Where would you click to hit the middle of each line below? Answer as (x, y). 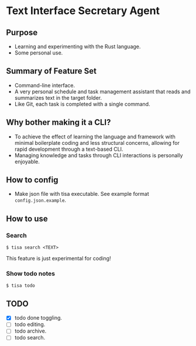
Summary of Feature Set (51, 71)
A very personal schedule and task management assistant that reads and (103, 91)
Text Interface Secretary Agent (83, 11)
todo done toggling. (38, 318)
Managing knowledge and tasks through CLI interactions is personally (99, 155)
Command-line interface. (45, 85)
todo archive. (30, 331)
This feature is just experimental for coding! (59, 259)
